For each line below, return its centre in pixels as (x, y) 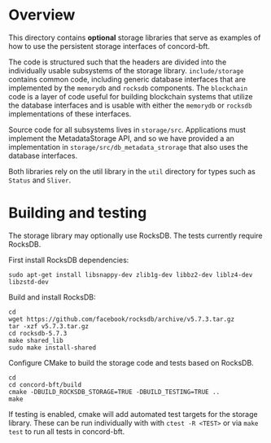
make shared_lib (36, 340)
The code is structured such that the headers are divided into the (118, 62)
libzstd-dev (28, 282)
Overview (42, 15)
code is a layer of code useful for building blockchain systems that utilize (131, 96)
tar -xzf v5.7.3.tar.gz (49, 326)
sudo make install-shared (52, 348)
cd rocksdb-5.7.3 (38, 333)
